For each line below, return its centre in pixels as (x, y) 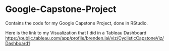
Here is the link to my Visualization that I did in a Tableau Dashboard (76, 32)
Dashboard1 (18, 43)
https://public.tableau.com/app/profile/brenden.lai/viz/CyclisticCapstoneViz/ (84, 38)
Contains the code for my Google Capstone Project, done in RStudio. (76, 23)
